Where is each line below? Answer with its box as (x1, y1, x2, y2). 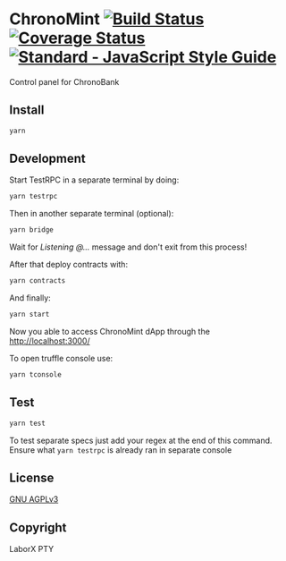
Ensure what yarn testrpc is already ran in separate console (9, 444, 232, 455)
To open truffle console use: (9, 353, 114, 363)
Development (9, 151, 87, 166)
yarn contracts (9, 276, 66, 285)
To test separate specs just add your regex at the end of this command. (9, 435, 273, 446)
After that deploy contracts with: (9, 259, 128, 270)
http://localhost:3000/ (9, 336, 91, 346)
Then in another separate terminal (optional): (9, 208, 174, 219)
